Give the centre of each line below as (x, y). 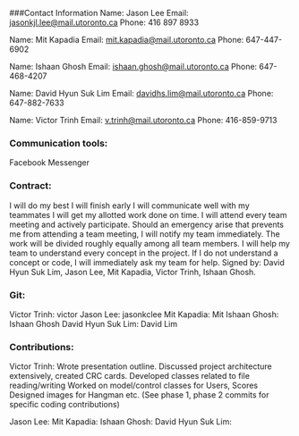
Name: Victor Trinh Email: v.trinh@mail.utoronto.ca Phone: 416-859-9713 (143, 120)
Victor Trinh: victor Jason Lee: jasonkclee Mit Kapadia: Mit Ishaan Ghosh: (144, 314)
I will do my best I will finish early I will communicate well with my (130, 205)
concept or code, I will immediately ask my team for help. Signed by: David (147, 262)
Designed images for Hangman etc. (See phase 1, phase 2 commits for (139, 395)
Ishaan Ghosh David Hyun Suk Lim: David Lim (93, 323)
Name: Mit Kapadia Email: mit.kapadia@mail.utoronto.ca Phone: (127, 40)
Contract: (30, 186)
